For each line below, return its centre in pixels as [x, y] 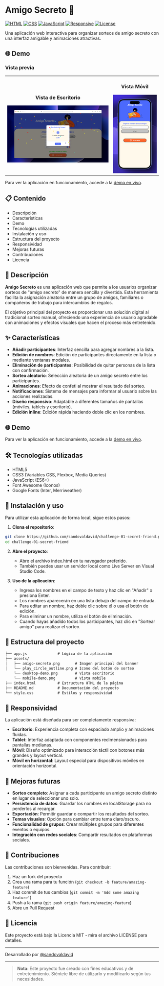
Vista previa [20, 68]
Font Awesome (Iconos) [36, 485]
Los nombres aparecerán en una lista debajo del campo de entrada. [88, 600]
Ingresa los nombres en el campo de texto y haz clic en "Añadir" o [86, 590]
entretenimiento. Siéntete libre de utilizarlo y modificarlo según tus [84, 974]
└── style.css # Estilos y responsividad [59, 693]
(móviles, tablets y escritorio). [42, 407]
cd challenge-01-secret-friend [37, 542]
